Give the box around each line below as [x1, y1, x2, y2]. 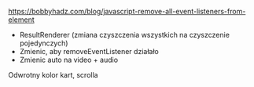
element [8, 15, 35, 24]
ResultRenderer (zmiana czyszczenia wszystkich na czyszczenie [19, 31, 230, 39]
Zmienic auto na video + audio [19, 55, 119, 64]
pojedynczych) [19, 38, 68, 48]
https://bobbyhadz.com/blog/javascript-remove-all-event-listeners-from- [8, 7, 246, 16]
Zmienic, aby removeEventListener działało [19, 47, 159, 56]
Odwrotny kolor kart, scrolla [8, 71, 98, 79]
